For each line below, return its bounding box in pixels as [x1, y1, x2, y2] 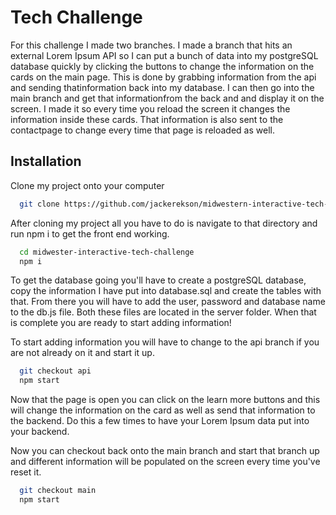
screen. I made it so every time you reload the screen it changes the [10, 102, 291, 115]
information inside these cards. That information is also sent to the [10, 113, 284, 125]
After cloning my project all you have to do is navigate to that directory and [10, 217, 318, 229]
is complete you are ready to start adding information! [10, 317, 232, 329]
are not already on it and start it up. [10, 347, 155, 359]
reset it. [10, 466, 42, 478]
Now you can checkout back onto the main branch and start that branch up [10, 445, 320, 457]
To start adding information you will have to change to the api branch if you [10, 336, 320, 348]
